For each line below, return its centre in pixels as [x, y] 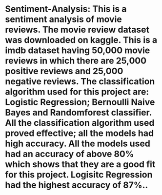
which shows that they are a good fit [80, 165]
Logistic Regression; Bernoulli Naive [80, 102]
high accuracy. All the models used [78, 144]
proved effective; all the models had [80, 133]
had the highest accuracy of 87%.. [77, 185]
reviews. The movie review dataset [77, 30]
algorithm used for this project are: [77, 92]
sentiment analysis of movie [63, 19]
